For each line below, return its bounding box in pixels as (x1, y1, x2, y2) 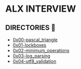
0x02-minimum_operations (12, 48, 70, 53)
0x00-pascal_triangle (12, 37, 58, 43)
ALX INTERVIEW (5, 3, 76, 15)
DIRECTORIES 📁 (5, 23, 56, 32)
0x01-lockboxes (12, 42, 47, 48)
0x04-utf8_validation (12, 58, 57, 64)
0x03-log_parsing (12, 53, 50, 59)
